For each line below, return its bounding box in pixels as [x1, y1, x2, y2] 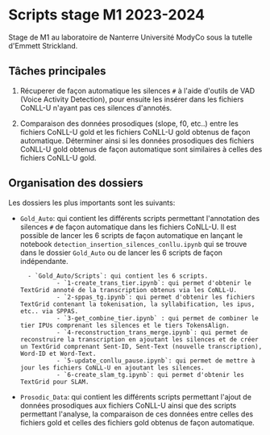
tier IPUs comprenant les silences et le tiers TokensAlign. [19, 321, 231, 329]
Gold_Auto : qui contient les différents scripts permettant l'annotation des [19, 213, 260, 223]
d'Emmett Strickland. [8, 40, 78, 50]
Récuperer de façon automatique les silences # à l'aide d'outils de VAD [19, 86, 255, 95]
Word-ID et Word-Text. [19, 349, 97, 358]
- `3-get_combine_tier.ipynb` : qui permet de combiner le [56, 314, 260, 322]
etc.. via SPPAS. [19, 307, 79, 316]
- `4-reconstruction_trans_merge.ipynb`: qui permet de [56, 328, 248, 337]
